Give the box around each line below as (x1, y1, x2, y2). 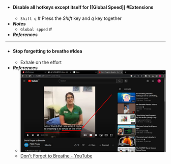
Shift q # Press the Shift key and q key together (20, 15, 122, 21)
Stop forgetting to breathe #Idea (12, 48, 82, 54)
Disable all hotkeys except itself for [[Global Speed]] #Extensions (12, 4, 154, 10)
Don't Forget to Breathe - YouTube (20, 153, 93, 159)
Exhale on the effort (20, 59, 62, 66)
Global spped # (20, 26, 52, 33)
